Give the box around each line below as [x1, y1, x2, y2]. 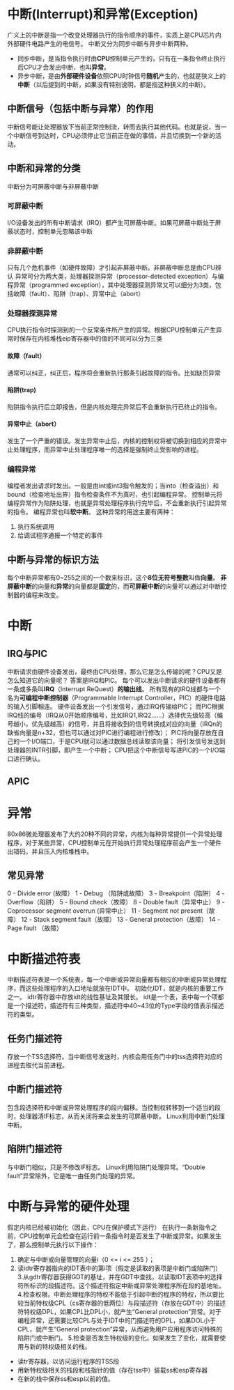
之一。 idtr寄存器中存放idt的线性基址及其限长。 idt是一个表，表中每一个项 [7, 993, 218, 1001]
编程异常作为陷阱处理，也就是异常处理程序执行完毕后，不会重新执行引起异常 [7, 499, 227, 507]
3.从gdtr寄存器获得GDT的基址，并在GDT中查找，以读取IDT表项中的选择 [17, 1272, 223, 1281]
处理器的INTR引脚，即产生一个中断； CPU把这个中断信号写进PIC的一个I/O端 [7, 746, 226, 755]
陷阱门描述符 [7, 1143, 63, 1155]
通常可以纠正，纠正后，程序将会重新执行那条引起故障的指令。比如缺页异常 [7, 369, 221, 377]
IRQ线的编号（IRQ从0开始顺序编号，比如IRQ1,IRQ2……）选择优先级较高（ [7, 711, 217, 720]
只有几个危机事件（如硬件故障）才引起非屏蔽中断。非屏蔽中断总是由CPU [7, 263, 216, 272]
